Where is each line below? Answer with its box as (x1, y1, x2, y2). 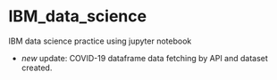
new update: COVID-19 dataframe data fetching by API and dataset (21, 52, 269, 63)
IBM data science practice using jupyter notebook (8, 36, 192, 46)
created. (21, 62, 53, 73)
